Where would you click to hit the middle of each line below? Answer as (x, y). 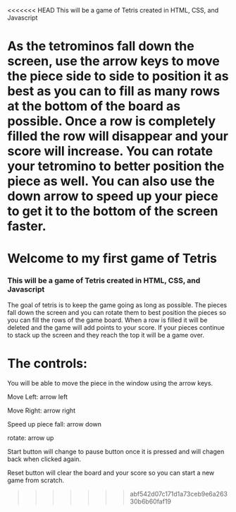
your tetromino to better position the (116, 166)
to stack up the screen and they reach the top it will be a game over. (106, 335)
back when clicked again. (44, 459)
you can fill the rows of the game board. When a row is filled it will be (107, 320)
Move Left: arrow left (38, 397)
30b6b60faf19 (150, 501)
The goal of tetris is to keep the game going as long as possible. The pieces (117, 305)
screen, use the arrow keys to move (114, 61)
